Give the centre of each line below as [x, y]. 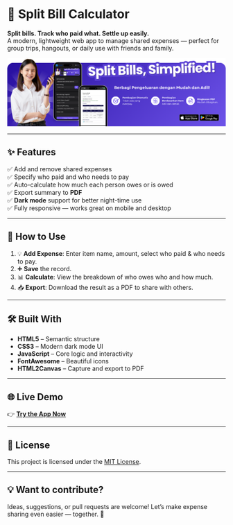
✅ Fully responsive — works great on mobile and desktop [89, 208]
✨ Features [32, 152]
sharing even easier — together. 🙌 [56, 514]
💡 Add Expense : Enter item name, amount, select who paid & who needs [121, 253]
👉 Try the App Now [37, 414]
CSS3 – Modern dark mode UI [60, 347]
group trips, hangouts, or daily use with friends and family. [90, 48]
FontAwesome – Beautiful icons [63, 361]
